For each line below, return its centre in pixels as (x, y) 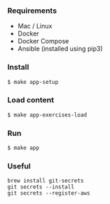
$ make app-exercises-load (47, 115)
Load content (31, 100)
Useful (19, 166)
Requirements (32, 11)
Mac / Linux (35, 26)
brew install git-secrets (45, 181)
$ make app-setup (33, 82)
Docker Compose (43, 41)
